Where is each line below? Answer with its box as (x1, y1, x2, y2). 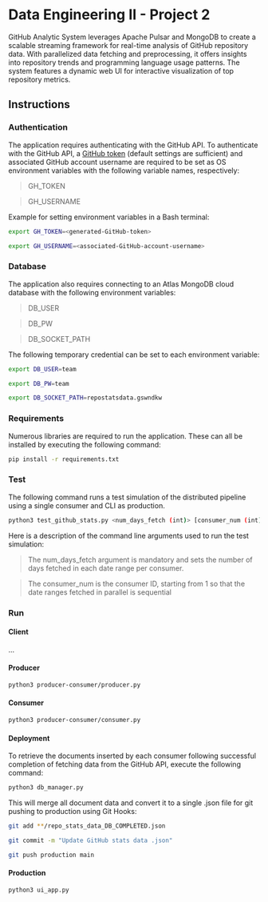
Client (8, 627, 30, 637)
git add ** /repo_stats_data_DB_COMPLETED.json (8, 822, 166, 830)
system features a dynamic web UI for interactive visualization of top (8, 66, 234, 75)
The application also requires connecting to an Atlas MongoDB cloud (8, 279, 235, 289)
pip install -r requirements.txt (8, 455, 120, 463)
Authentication (8, 122, 68, 133)
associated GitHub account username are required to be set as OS (8, 157, 227, 166)
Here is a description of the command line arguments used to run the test (8, 531, 250, 540)
